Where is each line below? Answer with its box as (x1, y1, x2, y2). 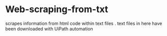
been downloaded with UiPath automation (5, 25, 93, 31)
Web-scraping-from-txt (5, 4, 108, 15)
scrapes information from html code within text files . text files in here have (5, 20, 162, 26)
